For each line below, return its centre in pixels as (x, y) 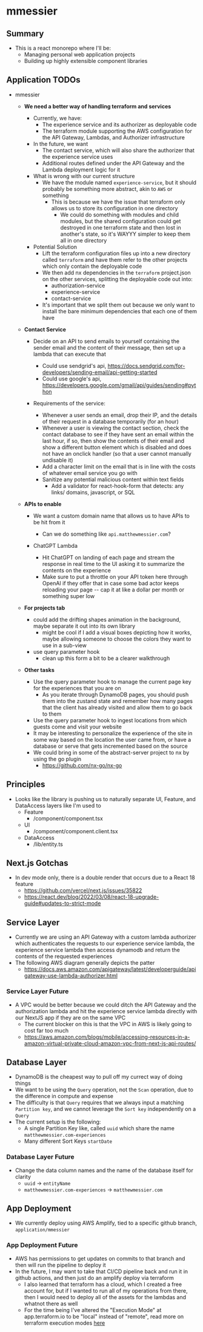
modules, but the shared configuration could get (121, 221)
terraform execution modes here (65, 1323)
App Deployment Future (42, 1245)
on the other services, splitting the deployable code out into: (117, 279)
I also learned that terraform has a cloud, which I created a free (103, 1284)
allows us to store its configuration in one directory (115, 208)
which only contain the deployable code (92, 266)
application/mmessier (42, 1230)
